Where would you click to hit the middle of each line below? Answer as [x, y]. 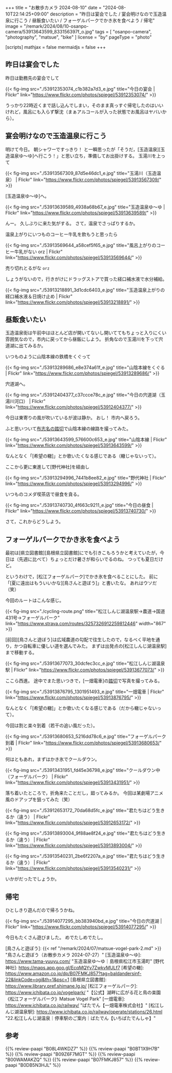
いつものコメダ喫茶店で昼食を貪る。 [44, 494]
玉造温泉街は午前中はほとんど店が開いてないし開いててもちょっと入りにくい [86, 333]
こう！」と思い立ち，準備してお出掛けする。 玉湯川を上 [102, 155]
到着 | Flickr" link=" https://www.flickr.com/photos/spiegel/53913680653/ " [83, 743]
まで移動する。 [21, 653]
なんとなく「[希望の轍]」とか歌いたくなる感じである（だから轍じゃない [81, 708]
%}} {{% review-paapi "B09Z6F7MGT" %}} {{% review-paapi [70, 1054]
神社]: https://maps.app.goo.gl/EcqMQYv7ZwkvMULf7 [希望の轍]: [75, 968]
